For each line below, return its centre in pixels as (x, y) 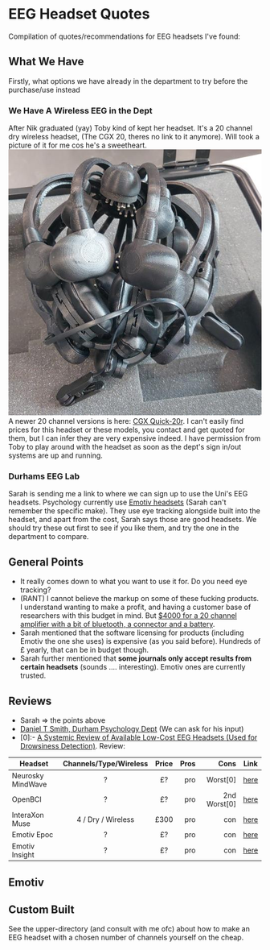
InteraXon (28, 815)
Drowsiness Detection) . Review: (73, 745)
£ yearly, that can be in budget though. (84, 650)
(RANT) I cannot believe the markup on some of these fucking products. (139, 599)
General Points (46, 562)
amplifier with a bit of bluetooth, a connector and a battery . (117, 624)
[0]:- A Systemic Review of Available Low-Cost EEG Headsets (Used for (139, 737)
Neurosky (28, 775)
